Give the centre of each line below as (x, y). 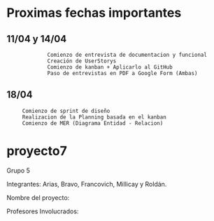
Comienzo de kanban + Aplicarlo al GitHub (110, 67)
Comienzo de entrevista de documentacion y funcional (127, 55)
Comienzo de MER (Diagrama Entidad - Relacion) (93, 123)
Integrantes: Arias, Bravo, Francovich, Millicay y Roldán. (87, 184)
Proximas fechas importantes (94, 13)
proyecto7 (37, 151)
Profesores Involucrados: (43, 211)
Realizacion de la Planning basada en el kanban (94, 117)
